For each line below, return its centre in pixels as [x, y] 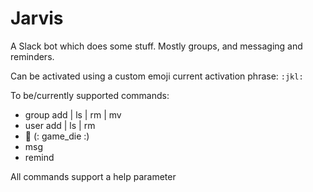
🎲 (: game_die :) [57, 136]
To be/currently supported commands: [90, 95]
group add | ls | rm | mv [73, 114]
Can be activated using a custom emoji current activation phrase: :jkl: [157, 76]
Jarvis [37, 18]
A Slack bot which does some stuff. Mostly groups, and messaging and [156, 46]
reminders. [32, 56]
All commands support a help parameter [93, 176]
